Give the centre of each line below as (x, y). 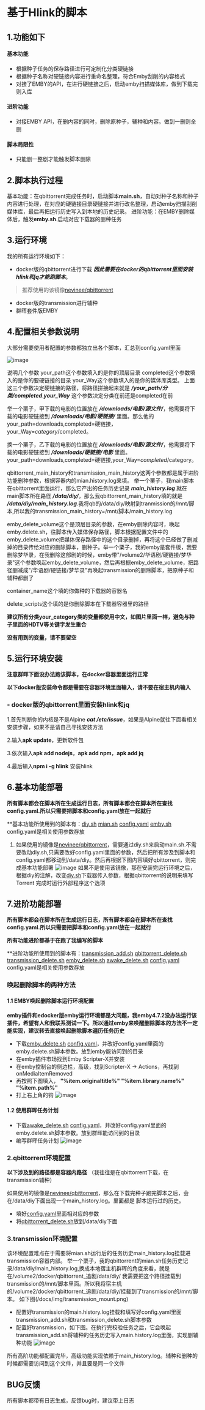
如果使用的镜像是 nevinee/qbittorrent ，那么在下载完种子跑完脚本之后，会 (98, 1193)
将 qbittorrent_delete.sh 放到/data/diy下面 (67, 1221)
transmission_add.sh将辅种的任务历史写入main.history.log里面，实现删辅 (107, 1335)
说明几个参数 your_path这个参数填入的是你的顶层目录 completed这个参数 (99, 372)
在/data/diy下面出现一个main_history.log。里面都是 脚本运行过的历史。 (96, 1201)
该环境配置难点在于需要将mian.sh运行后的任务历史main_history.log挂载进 (99, 1253)
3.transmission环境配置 (42, 1238)
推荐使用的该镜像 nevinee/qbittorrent (67, 290)
